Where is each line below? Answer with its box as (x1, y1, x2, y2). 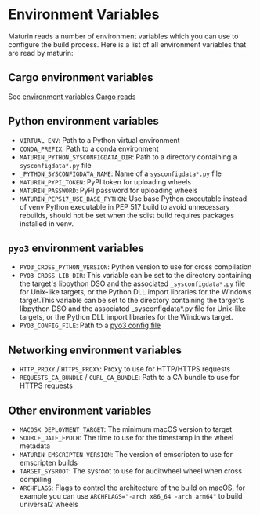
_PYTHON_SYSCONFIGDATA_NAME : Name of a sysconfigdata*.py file (19, 169, 222, 178)
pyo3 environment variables (8, 241, 145, 254)
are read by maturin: (8, 48, 74, 57)
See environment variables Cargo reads (8, 92, 136, 101)
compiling (19, 475, 52, 484)
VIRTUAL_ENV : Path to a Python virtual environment (19, 135, 180, 144)
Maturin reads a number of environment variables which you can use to (8, 31, 239, 41)
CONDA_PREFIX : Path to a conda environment (19, 144, 159, 153)
